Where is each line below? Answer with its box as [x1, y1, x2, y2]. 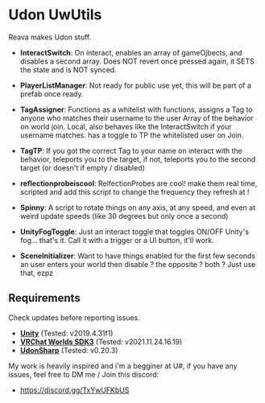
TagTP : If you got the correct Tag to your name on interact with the [19, 146, 243, 155]
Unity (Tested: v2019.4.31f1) [19, 328, 114, 338]
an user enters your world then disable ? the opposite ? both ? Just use [19, 259, 256, 269]
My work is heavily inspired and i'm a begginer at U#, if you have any [8, 360, 238, 371]
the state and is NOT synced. [19, 64, 117, 74]
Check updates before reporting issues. [8, 312, 140, 323]
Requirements [8, 291, 81, 305]
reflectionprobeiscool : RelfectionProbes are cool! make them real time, [19, 179, 258, 188]
